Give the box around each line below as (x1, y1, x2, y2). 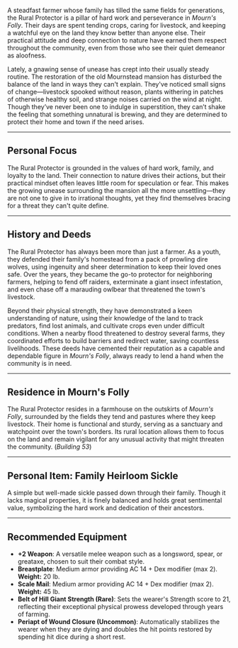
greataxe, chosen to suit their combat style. (17, 557, 145, 566)
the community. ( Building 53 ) (7, 442, 92, 451)
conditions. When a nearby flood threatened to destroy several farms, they (7, 329, 225, 337)
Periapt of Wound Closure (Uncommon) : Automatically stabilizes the (17, 618, 220, 626)
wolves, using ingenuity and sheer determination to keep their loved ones (7, 262, 222, 271)
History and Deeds (7, 228, 91, 240)
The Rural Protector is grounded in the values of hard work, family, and (7, 163, 214, 172)
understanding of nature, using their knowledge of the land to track (7, 313, 203, 322)
